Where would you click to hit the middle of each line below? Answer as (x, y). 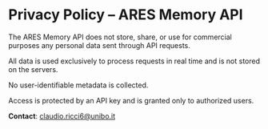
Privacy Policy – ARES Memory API (126, 15)
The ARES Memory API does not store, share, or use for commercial (120, 37)
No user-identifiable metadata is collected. (78, 85)
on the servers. (33, 69)
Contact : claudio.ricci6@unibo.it (62, 116)
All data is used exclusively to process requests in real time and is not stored (134, 61)
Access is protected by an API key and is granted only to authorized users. (131, 100)
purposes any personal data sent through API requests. (99, 45)
